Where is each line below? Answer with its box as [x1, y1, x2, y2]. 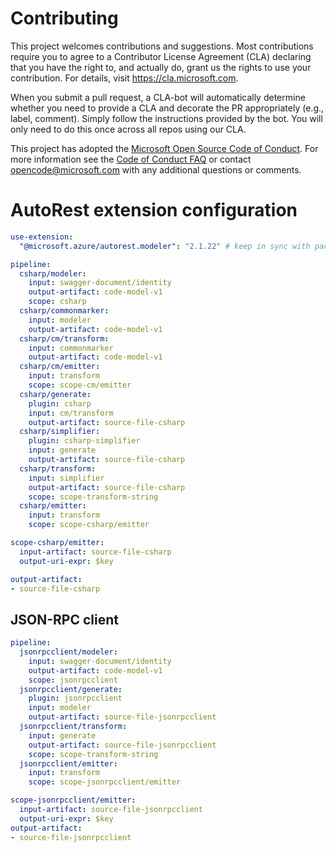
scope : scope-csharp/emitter [28, 520, 150, 530]
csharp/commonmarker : [19, 306, 110, 316]
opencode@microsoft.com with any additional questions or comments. [10, 163, 302, 176]
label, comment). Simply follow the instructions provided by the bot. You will [10, 112, 323, 124]
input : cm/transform [28, 408, 114, 418]
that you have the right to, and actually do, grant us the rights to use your [10, 61, 312, 73]
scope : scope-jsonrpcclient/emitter [28, 777, 182, 787]
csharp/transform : [19, 463, 97, 474]
